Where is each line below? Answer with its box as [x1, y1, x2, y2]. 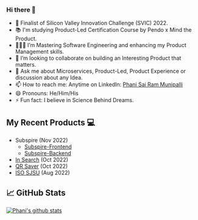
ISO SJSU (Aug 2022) [15, 169, 70, 177]
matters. [15, 61, 37, 68]
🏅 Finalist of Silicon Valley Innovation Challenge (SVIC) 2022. [15, 20, 169, 27]
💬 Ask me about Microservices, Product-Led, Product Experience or [15, 67, 186, 75]
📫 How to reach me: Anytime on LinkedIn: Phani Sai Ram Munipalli [15, 81, 183, 88]
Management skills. [15, 48, 65, 56]
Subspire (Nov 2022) [15, 137, 68, 144]
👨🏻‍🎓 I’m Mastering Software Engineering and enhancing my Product [15, 42, 187, 49]
